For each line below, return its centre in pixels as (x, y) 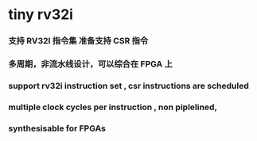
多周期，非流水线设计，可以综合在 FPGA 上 (91, 64)
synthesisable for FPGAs (57, 128)
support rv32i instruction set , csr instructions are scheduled (128, 86)
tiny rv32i (41, 15)
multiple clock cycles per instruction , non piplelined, (113, 107)
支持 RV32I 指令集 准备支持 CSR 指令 (78, 41)
